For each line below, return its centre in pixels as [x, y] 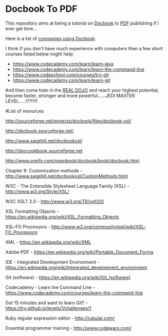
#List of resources [25, 111]
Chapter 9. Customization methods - [44, 170]
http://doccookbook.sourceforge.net [44, 151]
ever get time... [21, 28]
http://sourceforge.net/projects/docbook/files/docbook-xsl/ [68, 121]
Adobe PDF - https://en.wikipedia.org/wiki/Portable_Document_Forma [79, 252]
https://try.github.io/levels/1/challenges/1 [48, 308]
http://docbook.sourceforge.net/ [40, 131]
